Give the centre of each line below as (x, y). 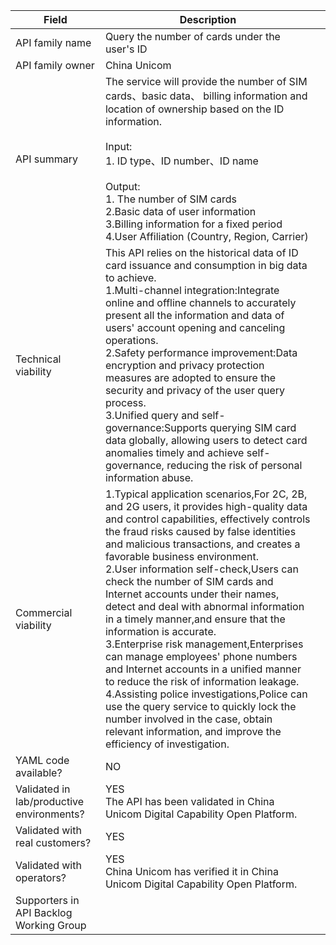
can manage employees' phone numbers (201, 656)
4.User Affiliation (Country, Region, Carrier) (206, 236)
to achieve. (130, 277)
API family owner (55, 65)
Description (208, 19)
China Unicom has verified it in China (191, 871)
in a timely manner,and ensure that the (195, 619)
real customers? (53, 842)
